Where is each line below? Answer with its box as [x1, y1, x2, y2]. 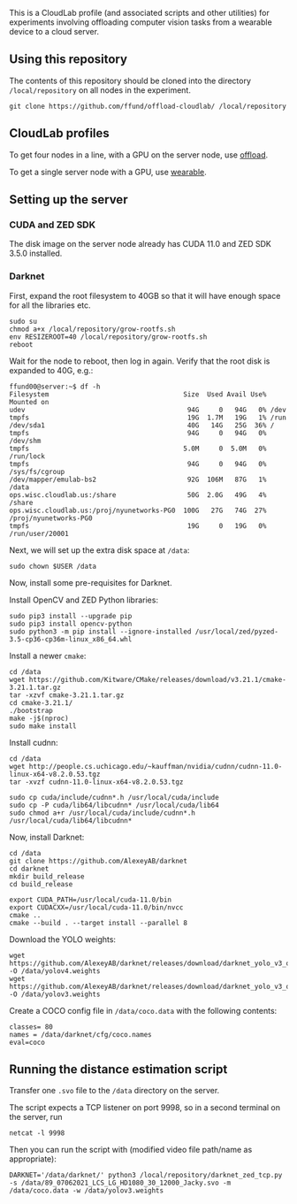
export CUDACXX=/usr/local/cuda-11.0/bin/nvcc [9, 902, 184, 912]
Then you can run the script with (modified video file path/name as [9, 1145, 253, 1155]
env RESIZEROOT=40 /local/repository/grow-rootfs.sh [9, 332, 208, 341]
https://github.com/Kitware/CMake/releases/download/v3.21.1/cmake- [28, 675, 287, 684]
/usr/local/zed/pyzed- [194, 627, 278, 636]
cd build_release [9, 879, 73, 888]
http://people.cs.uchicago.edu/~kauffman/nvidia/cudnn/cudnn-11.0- [28, 762, 283, 771]
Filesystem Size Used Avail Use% [9, 389, 267, 399]
